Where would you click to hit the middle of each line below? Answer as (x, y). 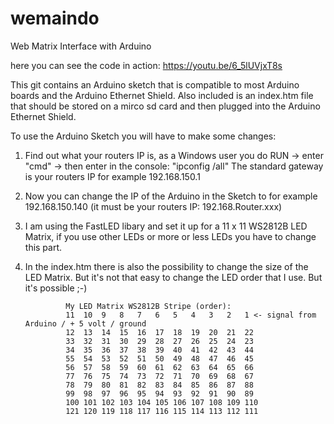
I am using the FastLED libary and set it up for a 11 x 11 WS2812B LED (166, 226)
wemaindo (55, 18)
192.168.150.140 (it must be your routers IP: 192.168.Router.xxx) (153, 206)
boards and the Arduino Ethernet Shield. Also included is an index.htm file (162, 95)
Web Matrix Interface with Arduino (81, 46)
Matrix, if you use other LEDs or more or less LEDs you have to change (170, 236)
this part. (43, 247)
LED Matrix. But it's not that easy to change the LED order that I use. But (173, 277)
